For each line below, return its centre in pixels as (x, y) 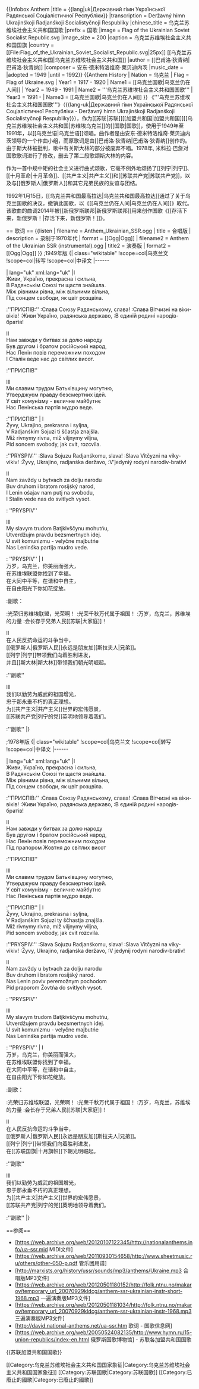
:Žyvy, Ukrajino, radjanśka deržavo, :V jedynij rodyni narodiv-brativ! (103, 951)
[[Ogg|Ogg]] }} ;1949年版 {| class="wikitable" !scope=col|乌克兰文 (87, 253)
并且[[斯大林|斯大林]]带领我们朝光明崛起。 (58, 662)
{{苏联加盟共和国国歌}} (34, 1352)
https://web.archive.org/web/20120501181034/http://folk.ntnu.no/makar (105, 1305)
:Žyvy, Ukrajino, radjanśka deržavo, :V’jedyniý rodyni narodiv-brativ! (104, 462)
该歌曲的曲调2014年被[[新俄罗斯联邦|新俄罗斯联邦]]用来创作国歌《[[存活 (94, 211)
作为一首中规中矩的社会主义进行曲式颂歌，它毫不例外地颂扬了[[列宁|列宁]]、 (99, 168)
